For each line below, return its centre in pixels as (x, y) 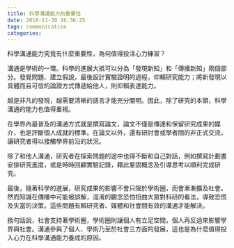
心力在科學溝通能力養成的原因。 (59, 238)
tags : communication (37, 26)
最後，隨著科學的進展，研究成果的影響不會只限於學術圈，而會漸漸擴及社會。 (117, 188)
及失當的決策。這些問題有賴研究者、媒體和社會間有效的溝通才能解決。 (108, 206)
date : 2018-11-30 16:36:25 (46, 20)
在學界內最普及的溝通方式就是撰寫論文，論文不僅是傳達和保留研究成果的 (111, 124)
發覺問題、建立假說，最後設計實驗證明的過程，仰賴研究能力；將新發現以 (123, 77)
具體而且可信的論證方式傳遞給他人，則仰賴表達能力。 (84, 86)
